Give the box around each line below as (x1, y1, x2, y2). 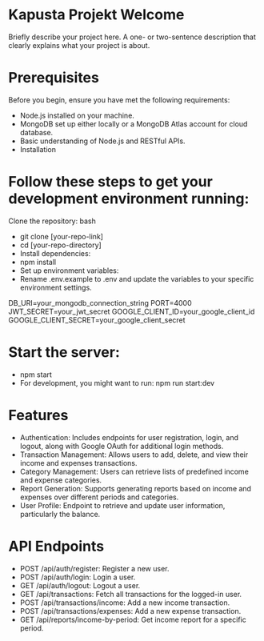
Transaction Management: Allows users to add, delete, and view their (19, 450, 249, 459)
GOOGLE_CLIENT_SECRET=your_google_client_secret (8, 314, 186, 325)
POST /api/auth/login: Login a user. (19, 572, 136, 582)
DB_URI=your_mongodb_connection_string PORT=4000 (8, 298, 192, 307)
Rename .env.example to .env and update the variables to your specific (19, 274, 254, 283)
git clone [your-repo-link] (19, 231, 104, 241)
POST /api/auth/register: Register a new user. (19, 563, 170, 573)
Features (8, 406, 69, 424)
